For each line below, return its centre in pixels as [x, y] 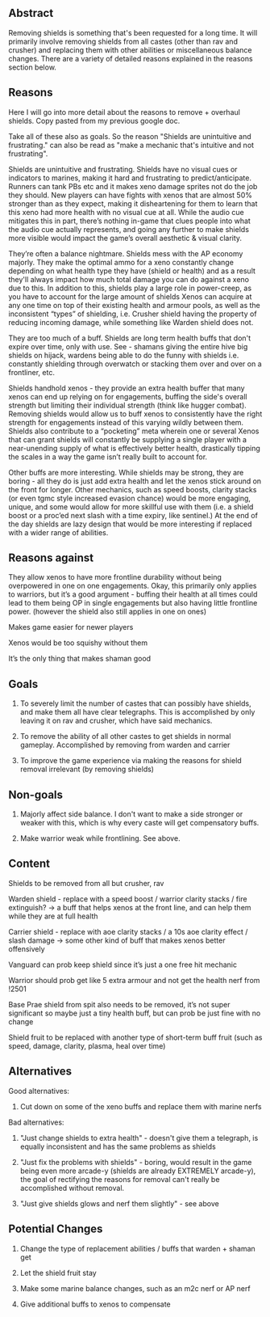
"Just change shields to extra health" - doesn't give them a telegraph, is [139, 1138]
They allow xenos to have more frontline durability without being [115, 577]
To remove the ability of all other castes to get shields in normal [125, 737]
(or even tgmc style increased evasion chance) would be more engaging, [130, 498]
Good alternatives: [39, 1091]
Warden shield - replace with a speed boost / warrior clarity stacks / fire [128, 899]
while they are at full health [53, 916]
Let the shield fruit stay [58, 1273]
